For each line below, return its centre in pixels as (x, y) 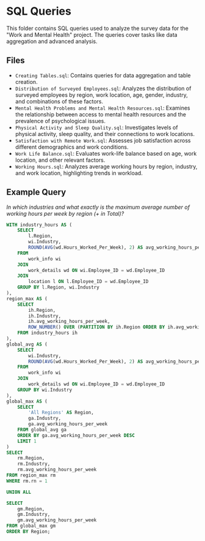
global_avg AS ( (27, 344)
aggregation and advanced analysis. (52, 41)
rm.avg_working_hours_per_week (57, 470)
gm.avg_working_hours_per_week (57, 520)
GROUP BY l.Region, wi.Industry (58, 287)
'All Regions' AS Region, (61, 413)
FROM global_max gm (31, 526)
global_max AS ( (27, 401)
